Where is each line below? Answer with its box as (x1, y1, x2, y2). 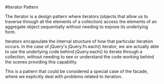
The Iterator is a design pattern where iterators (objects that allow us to (5, 14, 148, 19)
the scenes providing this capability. (5, 59, 78, 65)
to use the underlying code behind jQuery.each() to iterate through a (5, 49, 143, 54)
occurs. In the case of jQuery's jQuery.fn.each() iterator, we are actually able (5, 44, 159, 49)
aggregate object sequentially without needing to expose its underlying (5, 24, 148, 30)
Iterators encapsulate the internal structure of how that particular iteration (5, 38, 153, 44)
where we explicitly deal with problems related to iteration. (5, 74, 123, 79)
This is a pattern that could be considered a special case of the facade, (5, 68, 148, 74)
